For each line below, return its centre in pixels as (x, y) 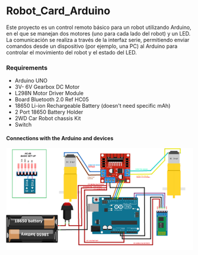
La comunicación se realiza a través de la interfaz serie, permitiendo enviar (98, 40)
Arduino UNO (31, 80)
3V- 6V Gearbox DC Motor (47, 87)
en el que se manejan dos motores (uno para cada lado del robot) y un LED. (98, 33)
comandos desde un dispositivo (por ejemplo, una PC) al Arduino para (92, 46)
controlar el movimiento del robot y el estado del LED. (72, 52)
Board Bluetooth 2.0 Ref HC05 (52, 99)
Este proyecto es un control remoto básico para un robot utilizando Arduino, (99, 27)
